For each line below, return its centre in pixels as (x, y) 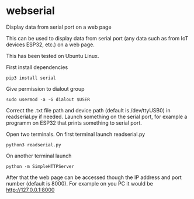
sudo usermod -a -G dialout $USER (48, 99)
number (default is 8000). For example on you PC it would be (79, 183)
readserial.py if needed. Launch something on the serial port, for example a (97, 116)
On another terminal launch (39, 156)
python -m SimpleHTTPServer (40, 166)
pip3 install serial (31, 78)
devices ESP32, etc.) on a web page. (51, 44)
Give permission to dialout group (45, 88)
